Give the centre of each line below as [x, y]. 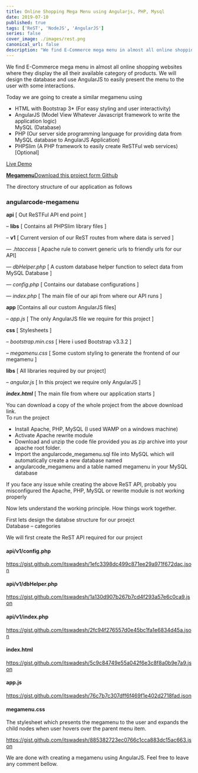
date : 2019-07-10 [27, 17]
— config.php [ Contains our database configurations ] [72, 284]
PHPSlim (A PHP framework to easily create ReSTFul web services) [96, 146]
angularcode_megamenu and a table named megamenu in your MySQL [101, 467]
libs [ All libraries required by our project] [56, 371]
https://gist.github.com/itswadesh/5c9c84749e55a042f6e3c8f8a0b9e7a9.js [99, 663]
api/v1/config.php [29, 551]
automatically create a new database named [68, 460]
